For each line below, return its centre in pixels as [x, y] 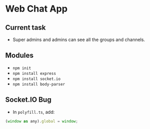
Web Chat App [36, 9]
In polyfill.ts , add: [33, 112]
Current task [26, 28]
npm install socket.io [36, 79]
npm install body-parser [39, 84]
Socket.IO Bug [28, 100]
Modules [20, 55]
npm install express [34, 73]
